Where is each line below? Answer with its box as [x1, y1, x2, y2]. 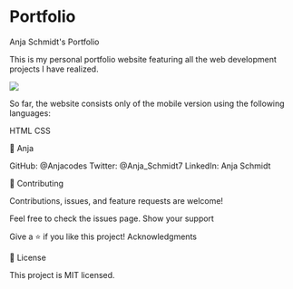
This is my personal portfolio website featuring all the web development [9, 53, 277, 64]
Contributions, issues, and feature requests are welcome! [9, 195, 224, 206]
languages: [9, 107, 52, 119]
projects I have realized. [9, 63, 99, 74]
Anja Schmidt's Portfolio [9, 36, 100, 47]
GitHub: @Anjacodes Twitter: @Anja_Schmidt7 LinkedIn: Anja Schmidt [9, 160, 271, 171]
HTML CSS [9, 125, 52, 136]
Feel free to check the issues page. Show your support [9, 213, 215, 224]
